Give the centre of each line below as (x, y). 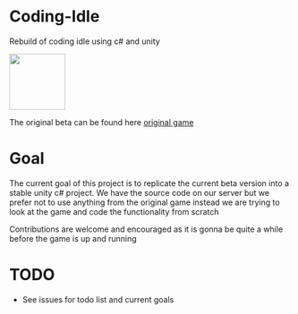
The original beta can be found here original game (102, 122)
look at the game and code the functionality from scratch (114, 211)
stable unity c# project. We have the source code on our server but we (140, 192)
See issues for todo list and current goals (98, 299)
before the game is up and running (73, 238)
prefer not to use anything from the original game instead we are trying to (145, 202)
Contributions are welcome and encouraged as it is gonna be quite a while (146, 229)
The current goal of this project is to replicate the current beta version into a (149, 183)
